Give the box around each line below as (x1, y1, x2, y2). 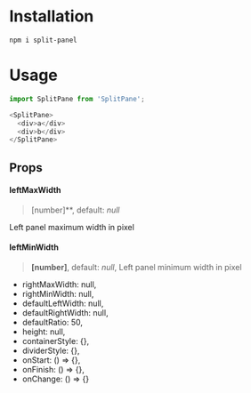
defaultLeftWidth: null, (21, 298, 104, 309)
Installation (9, 6, 94, 27)
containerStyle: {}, (21, 336, 90, 347)
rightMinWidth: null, (21, 289, 94, 300)
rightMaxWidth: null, (21, 279, 97, 290)
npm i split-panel (9, 36, 77, 44)
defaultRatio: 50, (21, 317, 83, 328)
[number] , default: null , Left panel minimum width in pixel (30, 262, 242, 273)
